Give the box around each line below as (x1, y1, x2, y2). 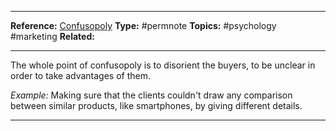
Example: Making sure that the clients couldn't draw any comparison (10, 89, 293, 101)
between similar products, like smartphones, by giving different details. (10, 100, 303, 111)
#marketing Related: (10, 31, 95, 42)
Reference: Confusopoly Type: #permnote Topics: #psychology (10, 20, 277, 31)
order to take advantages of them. (10, 70, 151, 81)
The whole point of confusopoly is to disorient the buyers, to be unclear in (10, 59, 316, 71)
